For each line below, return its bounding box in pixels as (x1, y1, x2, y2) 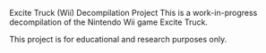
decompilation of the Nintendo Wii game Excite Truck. (9, 17, 209, 27)
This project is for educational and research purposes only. (9, 34, 227, 44)
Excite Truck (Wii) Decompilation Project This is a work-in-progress (9, 8, 258, 18)
